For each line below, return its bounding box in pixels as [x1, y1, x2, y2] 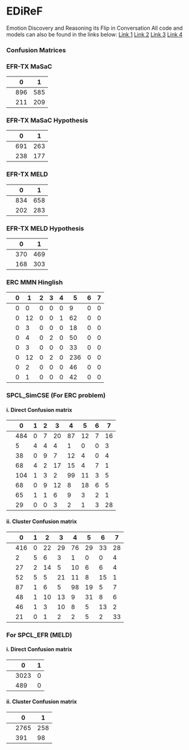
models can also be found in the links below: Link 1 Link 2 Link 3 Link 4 [6, 30, 183, 38]
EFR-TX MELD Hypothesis [6, 224, 84, 232]
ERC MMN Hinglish [6, 278, 63, 286]
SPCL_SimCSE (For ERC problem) [6, 391, 106, 400]
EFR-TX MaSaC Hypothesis [6, 117, 88, 125]
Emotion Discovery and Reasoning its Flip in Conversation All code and [6, 24, 183, 32]
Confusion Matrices [6, 46, 67, 54]
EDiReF [6, 4, 43, 18]
